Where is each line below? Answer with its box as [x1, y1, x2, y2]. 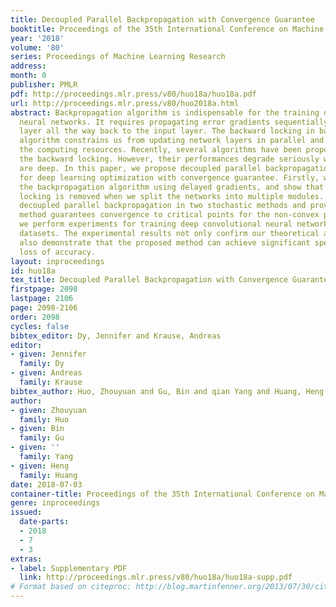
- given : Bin [10, 424, 65, 434]
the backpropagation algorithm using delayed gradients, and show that [19, 182, 325, 192]
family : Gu [19, 433, 65, 443]
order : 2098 [10, 312, 60, 322]
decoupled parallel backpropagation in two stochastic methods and [19, 201, 307, 211]
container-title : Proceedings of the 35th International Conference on [10, 489, 315, 499]
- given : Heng [10, 461, 70, 471]
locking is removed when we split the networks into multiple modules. [19, 191, 325, 201]
